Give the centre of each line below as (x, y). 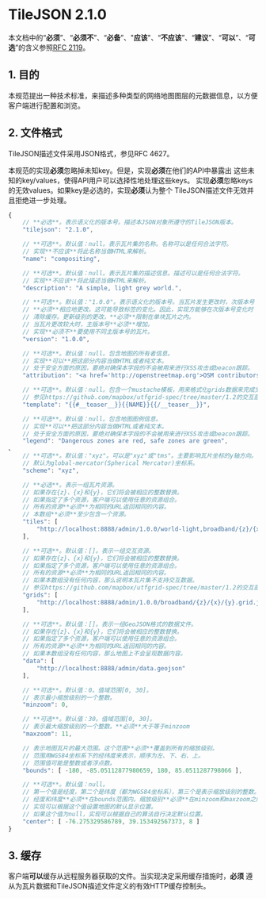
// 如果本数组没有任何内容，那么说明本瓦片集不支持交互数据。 (110, 581)
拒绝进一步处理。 (43, 200)
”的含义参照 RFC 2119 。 (53, 47)
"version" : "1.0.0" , (56, 339)
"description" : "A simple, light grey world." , (102, 288)
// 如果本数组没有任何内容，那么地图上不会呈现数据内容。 (104, 654)
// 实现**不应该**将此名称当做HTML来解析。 (86, 251)
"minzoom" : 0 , (46, 705)
